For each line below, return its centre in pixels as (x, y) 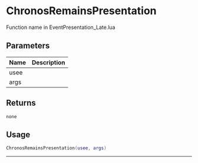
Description (49, 62)
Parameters (28, 46)
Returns (21, 103)
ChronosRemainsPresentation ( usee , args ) (57, 148)
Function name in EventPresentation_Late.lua (61, 27)
